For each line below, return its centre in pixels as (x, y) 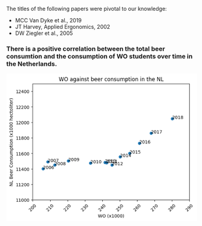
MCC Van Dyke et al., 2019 (48, 20)
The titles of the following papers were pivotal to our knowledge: (87, 9)
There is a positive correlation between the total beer (86, 49)
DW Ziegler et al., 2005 (44, 33)
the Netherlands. (32, 64)
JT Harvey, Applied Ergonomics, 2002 (63, 27)
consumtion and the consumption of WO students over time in (99, 56)
